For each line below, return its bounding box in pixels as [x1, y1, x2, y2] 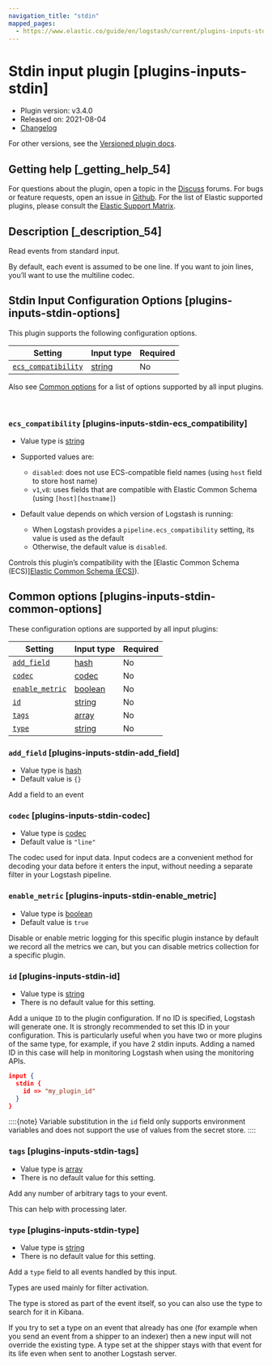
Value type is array [19, 1164, 83, 1174]
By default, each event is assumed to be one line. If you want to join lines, [8, 261, 253, 272]
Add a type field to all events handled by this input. [8, 1267, 177, 1277]
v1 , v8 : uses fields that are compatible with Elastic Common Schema [32, 485, 257, 495]
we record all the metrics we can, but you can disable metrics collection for [8, 941, 260, 951]
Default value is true [19, 917, 89, 927]
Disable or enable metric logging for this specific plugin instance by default [8, 933, 259, 943]
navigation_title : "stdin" [8, 11, 100, 20]
